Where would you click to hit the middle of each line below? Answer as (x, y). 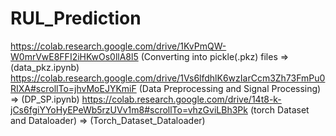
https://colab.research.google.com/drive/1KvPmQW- (118, 46)
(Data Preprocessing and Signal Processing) (230, 88)
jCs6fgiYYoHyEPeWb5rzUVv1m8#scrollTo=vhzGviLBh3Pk (129, 109)
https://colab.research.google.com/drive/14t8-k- (181, 99)
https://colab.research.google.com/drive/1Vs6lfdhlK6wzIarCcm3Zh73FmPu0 (168, 78)
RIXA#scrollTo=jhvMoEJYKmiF (73, 88)
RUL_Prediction (76, 18)
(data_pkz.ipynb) (45, 67)
